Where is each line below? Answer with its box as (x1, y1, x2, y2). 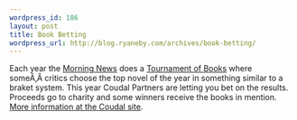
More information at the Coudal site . (9, 101, 144, 113)
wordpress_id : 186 (9, 13, 79, 23)
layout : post (9, 22, 59, 31)
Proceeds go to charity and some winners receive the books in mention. (9, 92, 277, 103)
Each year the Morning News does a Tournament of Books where (9, 63, 253, 74)
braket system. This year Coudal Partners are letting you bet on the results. (9, 82, 289, 93)
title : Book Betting (9, 30, 88, 39)
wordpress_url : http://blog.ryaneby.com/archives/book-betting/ (9, 38, 256, 48)
